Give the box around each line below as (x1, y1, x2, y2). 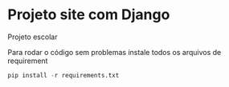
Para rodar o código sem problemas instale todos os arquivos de (7, 47, 222, 57)
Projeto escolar (7, 32, 58, 42)
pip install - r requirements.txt (7, 71, 120, 79)
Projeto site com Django (7, 6, 170, 24)
